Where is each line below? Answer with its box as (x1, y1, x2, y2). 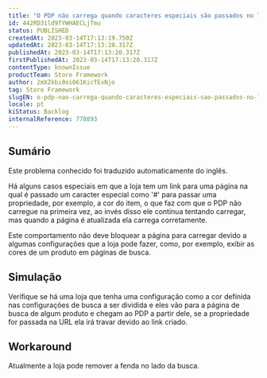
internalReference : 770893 (8, 115, 98, 123)
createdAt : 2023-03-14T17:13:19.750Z (8, 33, 133, 42)
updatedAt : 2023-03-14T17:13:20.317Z (8, 41, 133, 49)
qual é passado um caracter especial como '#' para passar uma (8, 189, 217, 199)
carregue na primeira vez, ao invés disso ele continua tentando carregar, (8, 206, 246, 216)
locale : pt (8, 100, 44, 108)
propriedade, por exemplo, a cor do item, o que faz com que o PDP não (8, 198, 242, 208)
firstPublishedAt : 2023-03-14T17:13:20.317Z (8, 57, 158, 64)
